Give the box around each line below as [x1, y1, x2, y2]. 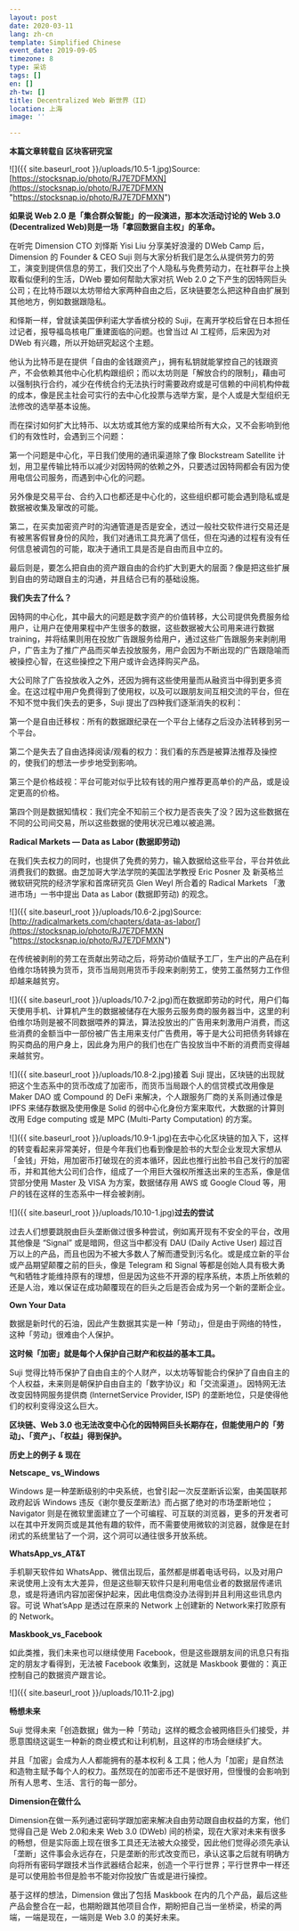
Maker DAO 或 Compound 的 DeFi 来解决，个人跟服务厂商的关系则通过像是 [9, 1092, 283, 1102]
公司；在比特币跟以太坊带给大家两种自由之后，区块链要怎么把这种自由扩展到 [9, 285, 290, 296]
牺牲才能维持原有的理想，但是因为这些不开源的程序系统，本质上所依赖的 [24, 1271, 290, 1281]
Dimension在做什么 [9, 1796, 82, 1807]
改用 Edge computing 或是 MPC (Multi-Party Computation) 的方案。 [9, 1114, 257, 1125]
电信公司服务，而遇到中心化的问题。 [16, 472, 149, 483]
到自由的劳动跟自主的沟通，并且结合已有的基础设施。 [9, 574, 205, 585]
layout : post [9, 12, 58, 22]
